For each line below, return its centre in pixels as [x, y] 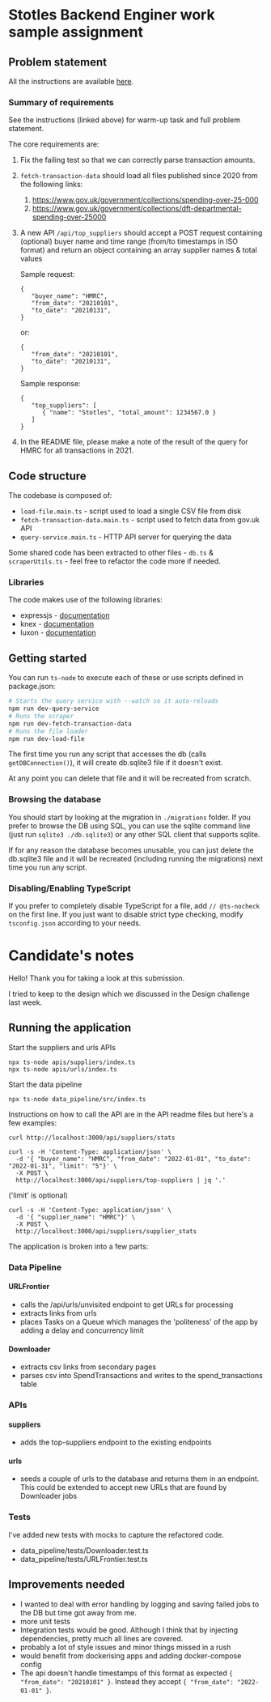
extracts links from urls [58, 1313]
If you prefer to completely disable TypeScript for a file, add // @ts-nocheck [134, 906]
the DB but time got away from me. [78, 1612]
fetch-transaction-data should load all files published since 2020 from [139, 176]
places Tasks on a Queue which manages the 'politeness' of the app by [139, 1321]
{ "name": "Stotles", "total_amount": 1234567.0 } [129, 413]
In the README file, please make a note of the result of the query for [134, 442]
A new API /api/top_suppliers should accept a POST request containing [141, 233]
